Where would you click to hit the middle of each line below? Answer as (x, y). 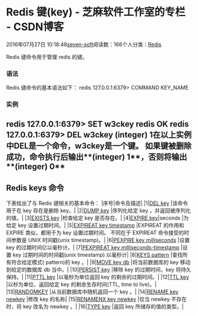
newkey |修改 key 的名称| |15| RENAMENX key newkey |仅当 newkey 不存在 (97, 299)
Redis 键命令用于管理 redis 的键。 (47, 57)
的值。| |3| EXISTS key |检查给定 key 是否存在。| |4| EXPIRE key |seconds (93, 218)
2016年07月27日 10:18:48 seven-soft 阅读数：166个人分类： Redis (84, 44)
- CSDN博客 (35, 27)
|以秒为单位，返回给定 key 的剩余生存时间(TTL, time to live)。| (82, 285)
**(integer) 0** (36, 166)
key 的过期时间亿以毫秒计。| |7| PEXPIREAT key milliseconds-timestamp (93, 247)
